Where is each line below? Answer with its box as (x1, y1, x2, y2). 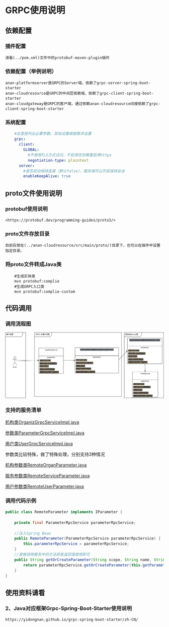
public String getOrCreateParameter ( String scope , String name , (14, 557, 152, 562)
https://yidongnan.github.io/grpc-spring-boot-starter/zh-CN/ (5, 617, 138, 622)
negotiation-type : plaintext (27, 158, 89, 163)
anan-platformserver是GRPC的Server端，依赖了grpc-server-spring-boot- (5, 81, 151, 86)
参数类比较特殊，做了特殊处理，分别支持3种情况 (5, 451, 105, 457)
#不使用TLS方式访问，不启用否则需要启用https (27, 152, 112, 158)
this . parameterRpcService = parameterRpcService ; (23, 541, 129, 546)
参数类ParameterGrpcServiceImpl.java (5, 430, 84, 436)
